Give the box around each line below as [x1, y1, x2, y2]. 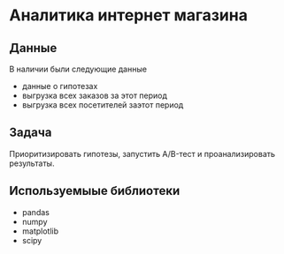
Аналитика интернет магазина [9, 5, 248, 26]
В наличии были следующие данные [9, 63, 148, 74]
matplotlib [21, 226, 59, 236]
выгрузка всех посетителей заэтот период [21, 100, 184, 110]
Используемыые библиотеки [9, 183, 180, 198]
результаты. [9, 158, 55, 168]
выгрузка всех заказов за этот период [21, 90, 168, 101]
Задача [9, 125, 52, 140]
